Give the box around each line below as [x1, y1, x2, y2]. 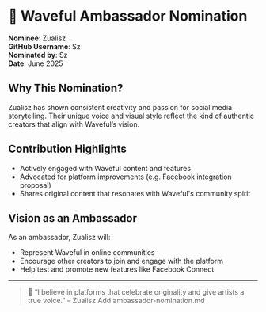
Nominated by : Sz [8, 50, 68, 59]
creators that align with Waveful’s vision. [8, 119, 140, 129]
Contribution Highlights [8, 143, 127, 156]
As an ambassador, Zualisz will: [8, 233, 111, 242]
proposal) [19, 180, 51, 189]
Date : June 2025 [8, 59, 63, 68]
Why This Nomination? [8, 82, 123, 95]
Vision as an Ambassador [8, 211, 137, 225]
